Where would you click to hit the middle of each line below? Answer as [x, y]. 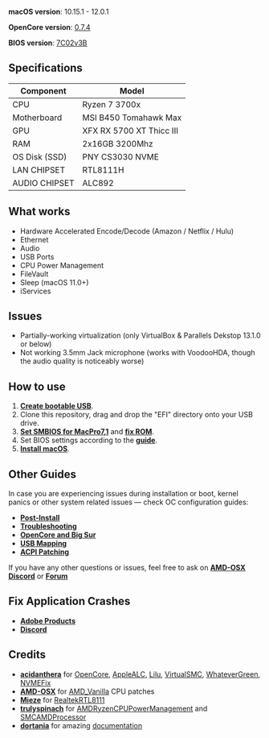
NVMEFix [35, 682]
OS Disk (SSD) [40, 156]
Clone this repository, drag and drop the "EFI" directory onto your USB [136, 415]
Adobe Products [48, 620]
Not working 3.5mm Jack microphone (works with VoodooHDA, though [137, 353]
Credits [27, 655]
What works [39, 211]
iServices [35, 291]
